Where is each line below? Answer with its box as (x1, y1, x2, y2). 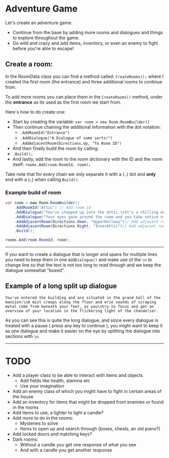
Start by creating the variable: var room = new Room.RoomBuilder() (12, 119, 150, 125)
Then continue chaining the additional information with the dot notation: (12, 124, 161, 130)
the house (12, 393, 34, 400)
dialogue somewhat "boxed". (5, 267, 65, 273)
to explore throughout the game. (12, 35, 80, 41)
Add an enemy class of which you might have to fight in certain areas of (12, 388, 162, 394)
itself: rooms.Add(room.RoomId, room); (12, 161, 91, 167)
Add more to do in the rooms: (12, 415, 74, 421)
